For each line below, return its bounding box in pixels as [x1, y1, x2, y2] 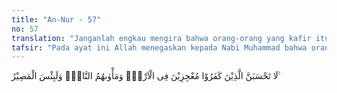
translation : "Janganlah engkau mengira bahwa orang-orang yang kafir [11, 33, 312, 43]
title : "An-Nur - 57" [11, 14, 102, 25]
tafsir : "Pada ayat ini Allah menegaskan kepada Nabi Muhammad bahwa [11, 42, 308, 53]
